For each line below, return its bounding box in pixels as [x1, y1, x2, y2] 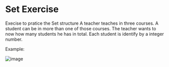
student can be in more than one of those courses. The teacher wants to [5, 25, 156, 31]
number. [5, 36, 23, 42]
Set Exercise [5, 4, 59, 15]
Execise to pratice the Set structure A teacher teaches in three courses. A [5, 20, 158, 26]
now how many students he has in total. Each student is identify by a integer [5, 31, 164, 37]
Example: [5, 46, 25, 52]
